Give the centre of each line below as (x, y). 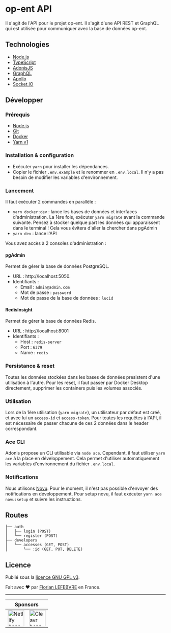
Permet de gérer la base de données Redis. (51, 321)
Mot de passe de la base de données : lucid (67, 298)
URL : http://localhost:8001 (41, 331)
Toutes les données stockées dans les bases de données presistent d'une (83, 377)
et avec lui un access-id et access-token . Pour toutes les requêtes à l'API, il (83, 418)
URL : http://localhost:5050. (41, 276)
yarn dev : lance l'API (35, 234)
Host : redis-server (41, 342)
